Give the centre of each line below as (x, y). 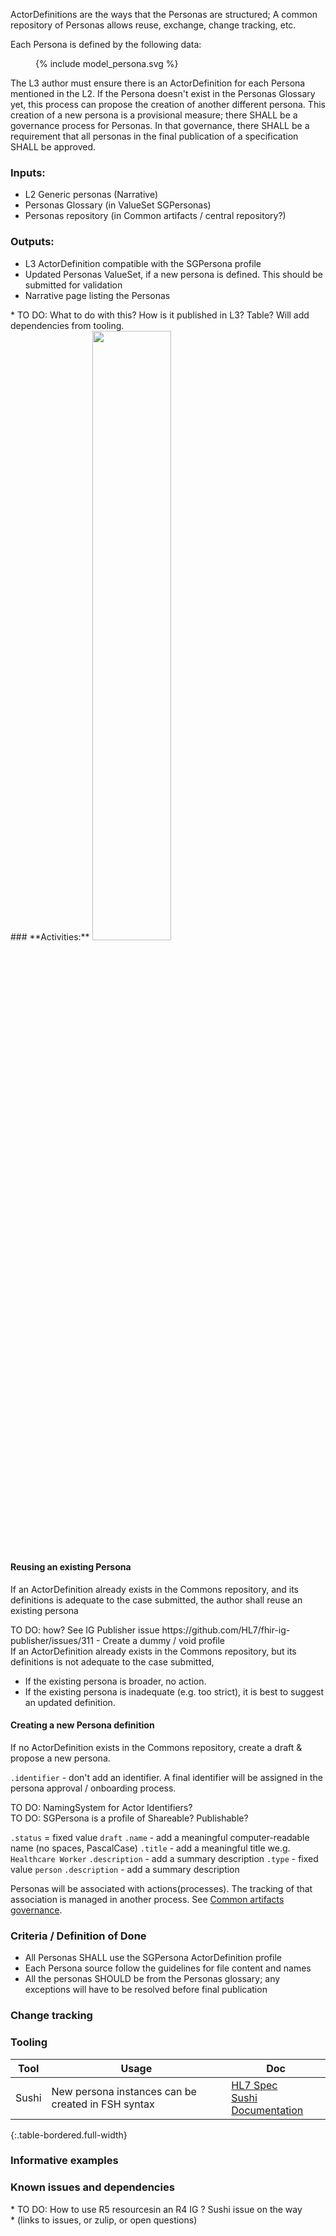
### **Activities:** (50, 936)
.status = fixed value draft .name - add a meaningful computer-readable (160, 1837)
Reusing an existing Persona (71, 1567)
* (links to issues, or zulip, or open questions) (104, 2220)
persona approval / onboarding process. (93, 1788)
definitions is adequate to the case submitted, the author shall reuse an (156, 1600)
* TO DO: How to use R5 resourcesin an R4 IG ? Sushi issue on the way (156, 2209)
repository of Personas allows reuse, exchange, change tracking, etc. (153, 25)
